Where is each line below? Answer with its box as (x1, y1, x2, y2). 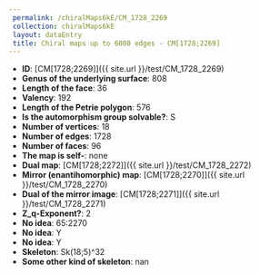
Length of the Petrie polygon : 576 (21, 102, 151, 113)
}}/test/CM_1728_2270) (21, 179, 108, 191)
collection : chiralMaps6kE (12, 22, 115, 31)
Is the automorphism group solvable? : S (21, 112, 176, 122)
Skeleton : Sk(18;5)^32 (21, 247, 105, 258)
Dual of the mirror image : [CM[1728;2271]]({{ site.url (21, 189, 220, 200)
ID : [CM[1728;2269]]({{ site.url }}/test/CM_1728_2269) (21, 64, 225, 74)
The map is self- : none (21, 151, 108, 161)
